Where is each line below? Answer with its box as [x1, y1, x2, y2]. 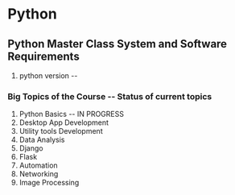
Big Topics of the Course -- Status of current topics [7, 90, 212, 102]
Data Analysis [19, 135, 65, 145]
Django [19, 143, 43, 153]
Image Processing [19, 178, 80, 188]
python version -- [19, 71, 78, 81]
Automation [19, 160, 58, 170]
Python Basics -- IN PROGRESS [19, 110, 124, 119]
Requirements [7, 49, 80, 63]
